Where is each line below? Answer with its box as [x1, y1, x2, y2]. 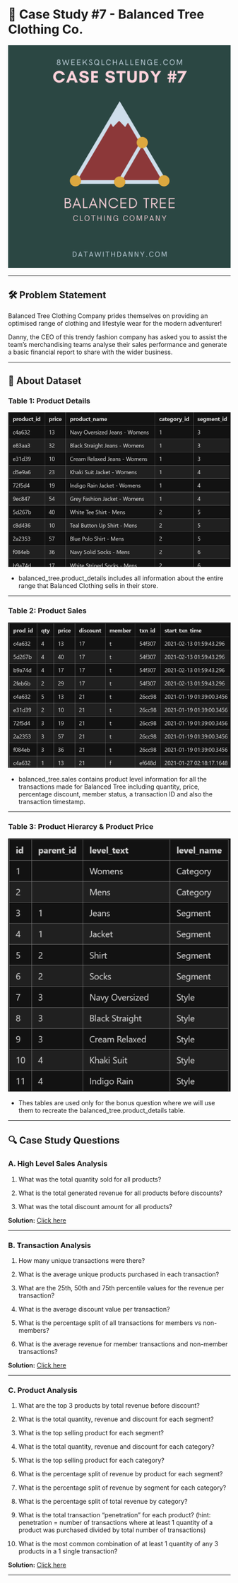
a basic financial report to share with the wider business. [8, 348, 173, 356]
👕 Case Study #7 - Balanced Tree [8, 6, 204, 23]
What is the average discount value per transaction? [18, 1305, 170, 1314]
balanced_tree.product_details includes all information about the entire [18, 574, 224, 582]
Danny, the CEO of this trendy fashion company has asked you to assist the [8, 332, 227, 341]
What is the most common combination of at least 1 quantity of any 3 [18, 1540, 218, 1548]
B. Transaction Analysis [8, 1240, 91, 1250]
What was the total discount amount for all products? [18, 1202, 172, 1211]
